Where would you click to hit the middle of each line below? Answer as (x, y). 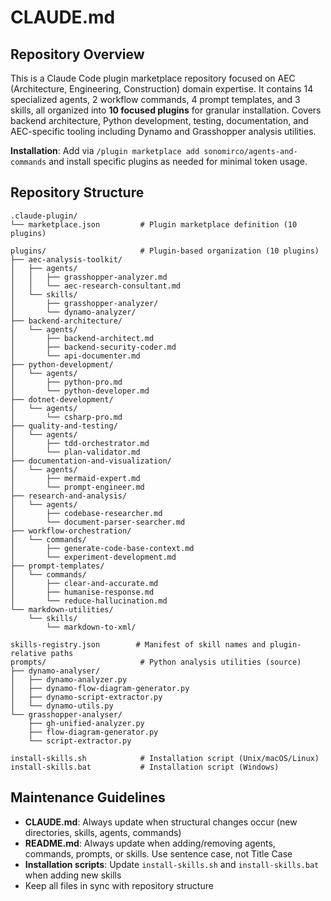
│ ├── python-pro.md (66, 382)
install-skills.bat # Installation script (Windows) (145, 767)
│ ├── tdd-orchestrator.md (80, 443)
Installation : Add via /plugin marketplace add (105, 150)
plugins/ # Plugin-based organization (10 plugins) (165, 251)
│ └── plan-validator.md (75, 452)
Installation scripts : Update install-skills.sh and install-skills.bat (172, 864)
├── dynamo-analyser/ (55, 671)
